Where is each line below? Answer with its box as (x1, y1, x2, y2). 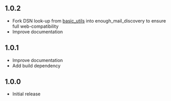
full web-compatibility (12, 23, 59, 29)
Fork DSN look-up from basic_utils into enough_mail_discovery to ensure (12, 17, 166, 24)
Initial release (12, 91, 41, 97)
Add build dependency (12, 63, 61, 69)
